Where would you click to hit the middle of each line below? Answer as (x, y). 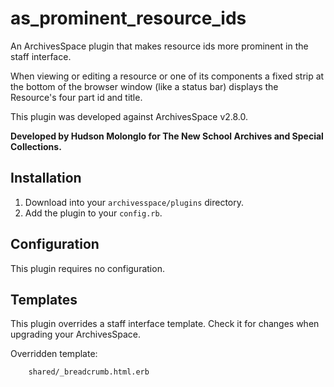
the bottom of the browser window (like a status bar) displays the (144, 86)
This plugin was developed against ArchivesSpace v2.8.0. (129, 116)
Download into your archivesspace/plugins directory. (134, 202)
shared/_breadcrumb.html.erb (89, 372)
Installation (46, 178)
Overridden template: (54, 354)
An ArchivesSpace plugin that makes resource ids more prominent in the (159, 46)
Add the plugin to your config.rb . (93, 213)
